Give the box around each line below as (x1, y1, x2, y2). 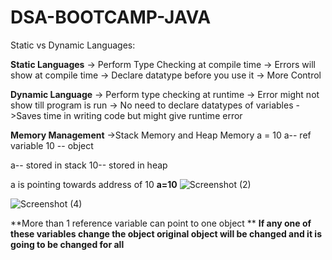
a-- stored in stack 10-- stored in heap (10, 159, 168, 171)
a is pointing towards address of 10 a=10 (10, 178, 178, 190)
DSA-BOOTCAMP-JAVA (10, 6, 212, 29)
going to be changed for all (10, 238, 125, 250)
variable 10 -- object (10, 139, 94, 151)
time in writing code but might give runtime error (43, 109, 243, 121)
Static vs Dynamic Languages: (10, 39, 136, 51)
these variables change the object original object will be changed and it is (10, 227, 322, 240)
